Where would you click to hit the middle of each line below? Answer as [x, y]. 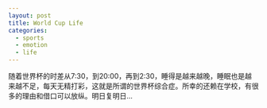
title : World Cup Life [46, 23]
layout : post [30, 15]
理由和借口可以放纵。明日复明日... [77, 96]
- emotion [31, 45]
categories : [28, 30]
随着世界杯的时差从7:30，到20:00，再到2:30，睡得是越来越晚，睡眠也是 [127, 76]
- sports [30, 38]
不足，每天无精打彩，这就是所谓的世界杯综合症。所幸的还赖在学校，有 [137, 86]
